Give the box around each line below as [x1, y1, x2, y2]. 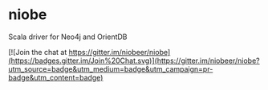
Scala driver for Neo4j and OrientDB [8, 32, 128, 41]
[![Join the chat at [8, 47, 67, 57]
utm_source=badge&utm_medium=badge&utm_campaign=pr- [8, 64, 213, 73]
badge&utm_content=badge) [8, 72, 104, 82]
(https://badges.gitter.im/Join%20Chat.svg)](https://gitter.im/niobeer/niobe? [8, 56, 260, 65]
